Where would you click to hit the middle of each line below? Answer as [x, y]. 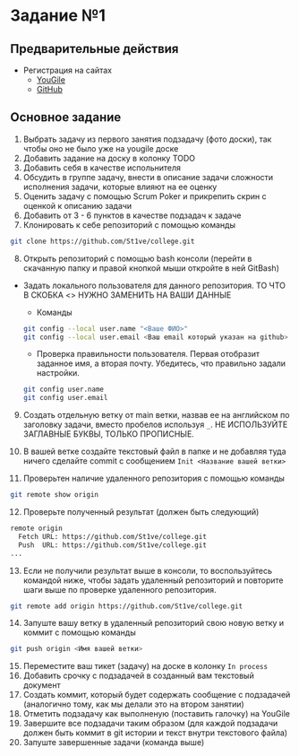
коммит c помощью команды [80, 632]
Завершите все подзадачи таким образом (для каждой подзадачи [150, 724]
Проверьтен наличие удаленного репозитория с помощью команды [154, 478]
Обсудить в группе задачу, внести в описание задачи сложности [148, 177]
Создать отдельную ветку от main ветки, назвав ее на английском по [156, 415]
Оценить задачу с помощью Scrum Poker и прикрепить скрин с [145, 196]
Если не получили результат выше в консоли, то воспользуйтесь [147, 570]
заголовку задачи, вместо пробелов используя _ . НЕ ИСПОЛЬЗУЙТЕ [155, 425]
